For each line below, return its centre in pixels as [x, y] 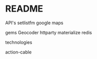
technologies [19, 42]
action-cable [18, 52]
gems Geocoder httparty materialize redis [49, 32]
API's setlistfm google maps [34, 23]
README [24, 9]
